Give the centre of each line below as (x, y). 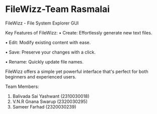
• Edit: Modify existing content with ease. (48, 42)
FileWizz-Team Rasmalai (57, 9)
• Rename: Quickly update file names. (45, 61)
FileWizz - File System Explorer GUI (42, 23)
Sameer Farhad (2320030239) (44, 106)
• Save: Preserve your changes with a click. (50, 52)
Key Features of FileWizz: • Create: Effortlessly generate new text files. (79, 32)
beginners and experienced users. (41, 76)
